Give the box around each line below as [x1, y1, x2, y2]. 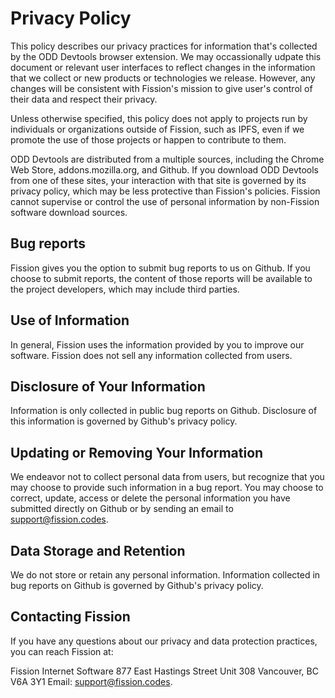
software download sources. [10, 206, 128, 218]
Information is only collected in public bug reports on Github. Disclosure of [10, 405, 318, 417]
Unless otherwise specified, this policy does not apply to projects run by [10, 112, 308, 124]
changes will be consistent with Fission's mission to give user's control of [10, 82, 313, 94]
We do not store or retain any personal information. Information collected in [10, 569, 321, 581]
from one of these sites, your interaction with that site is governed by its [10, 174, 307, 186]
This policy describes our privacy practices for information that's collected [10, 40, 318, 52]
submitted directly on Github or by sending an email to [10, 503, 234, 515]
